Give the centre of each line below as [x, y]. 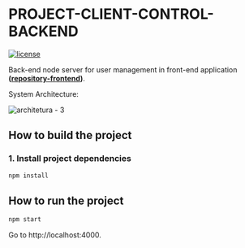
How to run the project [66, 200]
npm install [28, 176]
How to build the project [70, 135]
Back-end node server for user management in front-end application [123, 69]
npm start [25, 220]
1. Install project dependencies [70, 159]
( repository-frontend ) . [47, 78]
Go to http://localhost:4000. [55, 235]
